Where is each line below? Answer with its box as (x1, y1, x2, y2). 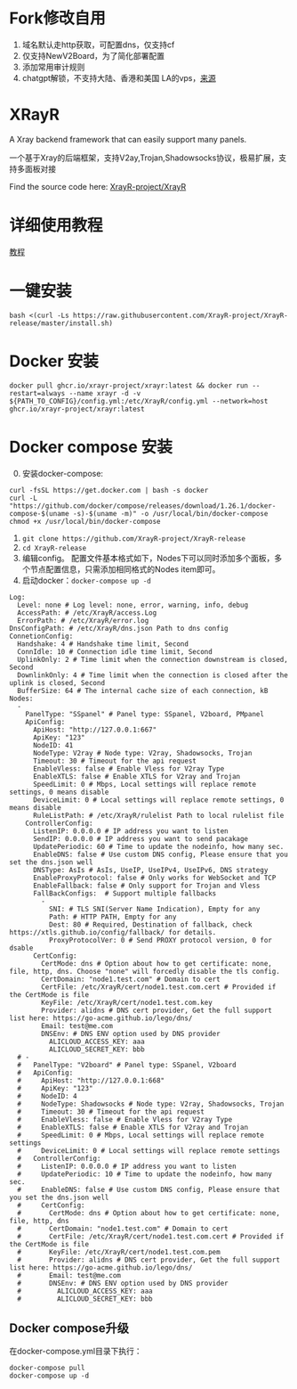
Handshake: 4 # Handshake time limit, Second (17, 639, 189, 649)
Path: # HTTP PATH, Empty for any (48, 912, 177, 921)
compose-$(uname (9, 509, 69, 518)
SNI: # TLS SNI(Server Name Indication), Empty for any (48, 904, 261, 913)
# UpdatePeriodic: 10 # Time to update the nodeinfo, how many (17, 1169, 273, 1179)
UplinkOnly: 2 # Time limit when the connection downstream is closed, (17, 655, 289, 664)
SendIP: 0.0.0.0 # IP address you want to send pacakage (32, 834, 249, 843)
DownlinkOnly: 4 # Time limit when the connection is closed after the (17, 670, 289, 680)
